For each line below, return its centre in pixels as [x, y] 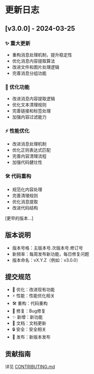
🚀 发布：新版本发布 [31, 337]
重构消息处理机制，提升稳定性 [42, 55]
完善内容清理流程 [29, 156]
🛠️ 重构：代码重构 [30, 304]
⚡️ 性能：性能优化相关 [33, 296]
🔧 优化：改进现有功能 [33, 290]
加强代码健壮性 [27, 163]
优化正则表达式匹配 [31, 150]
